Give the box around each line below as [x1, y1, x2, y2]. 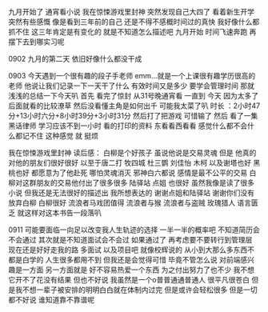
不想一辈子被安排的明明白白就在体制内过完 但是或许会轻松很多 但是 [22, 285, 244, 294]
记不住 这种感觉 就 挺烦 [22, 131, 98, 140]
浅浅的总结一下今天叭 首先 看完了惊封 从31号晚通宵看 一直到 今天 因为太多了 [8, 91, 258, 100]
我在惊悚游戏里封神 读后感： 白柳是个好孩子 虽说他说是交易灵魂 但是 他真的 [8, 148, 257, 158]
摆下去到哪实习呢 [8, 37, 65, 46]
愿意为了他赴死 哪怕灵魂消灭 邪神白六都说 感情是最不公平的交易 [38, 168, 248, 178]
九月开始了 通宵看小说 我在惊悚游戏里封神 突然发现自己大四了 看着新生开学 [8, 7, 254, 16]
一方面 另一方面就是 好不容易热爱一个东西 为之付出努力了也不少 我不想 [22, 265, 254, 274]
